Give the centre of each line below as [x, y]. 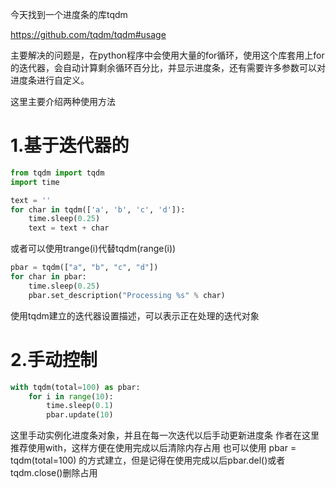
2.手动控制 [54, 359]
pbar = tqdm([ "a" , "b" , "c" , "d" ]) [84, 268]
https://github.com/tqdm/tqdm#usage [88, 34]
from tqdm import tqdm [57, 173]
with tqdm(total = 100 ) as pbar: [75, 387]
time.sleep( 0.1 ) [80, 406]
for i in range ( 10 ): [71, 396]
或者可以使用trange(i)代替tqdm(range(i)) [93, 249]
